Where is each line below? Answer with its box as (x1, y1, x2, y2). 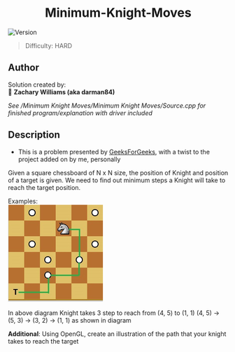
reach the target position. (8, 183, 81, 191)
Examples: (8, 197, 38, 205)
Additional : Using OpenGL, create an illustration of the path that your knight (8, 330, 227, 338)
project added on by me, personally (17, 155, 121, 163)
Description (8, 129, 60, 141)
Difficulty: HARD (24, 41, 73, 50)
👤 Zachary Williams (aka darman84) (8, 87, 115, 96)
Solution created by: (8, 80, 66, 89)
